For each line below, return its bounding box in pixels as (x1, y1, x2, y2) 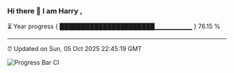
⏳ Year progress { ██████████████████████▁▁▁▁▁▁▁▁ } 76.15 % (7, 22, 221, 30)
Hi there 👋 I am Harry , (7, 6, 83, 16)
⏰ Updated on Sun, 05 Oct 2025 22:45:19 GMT (7, 45, 142, 53)
